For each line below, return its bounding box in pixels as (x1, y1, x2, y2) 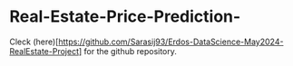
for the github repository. (83, 45, 177, 56)
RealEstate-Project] (9, 45, 83, 56)
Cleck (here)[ (9, 36, 59, 47)
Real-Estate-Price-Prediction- (9, 6, 241, 27)
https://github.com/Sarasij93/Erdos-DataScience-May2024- (58, 36, 284, 47)
